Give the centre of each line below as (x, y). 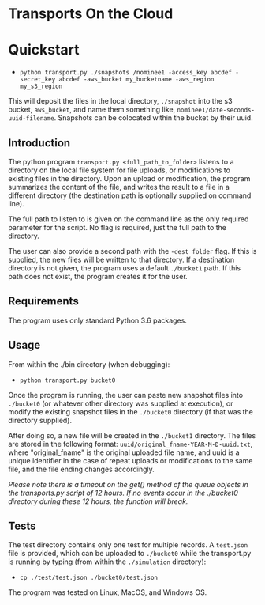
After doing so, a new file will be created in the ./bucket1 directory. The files (132, 435)
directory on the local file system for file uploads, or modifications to (119, 170)
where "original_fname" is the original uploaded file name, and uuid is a (124, 452)
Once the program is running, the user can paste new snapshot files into (125, 395)
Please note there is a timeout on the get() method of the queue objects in (128, 484)
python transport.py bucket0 (67, 380)
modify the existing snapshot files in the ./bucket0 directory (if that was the (131, 411)
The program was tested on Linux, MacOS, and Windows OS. (108, 592)
